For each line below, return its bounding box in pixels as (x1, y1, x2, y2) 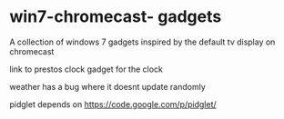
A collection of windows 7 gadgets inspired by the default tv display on (9, 36, 276, 47)
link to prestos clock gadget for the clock (9, 64, 164, 74)
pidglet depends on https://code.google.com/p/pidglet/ (9, 98, 217, 110)
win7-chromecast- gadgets (9, 6, 222, 27)
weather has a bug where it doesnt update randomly (9, 81, 207, 92)
